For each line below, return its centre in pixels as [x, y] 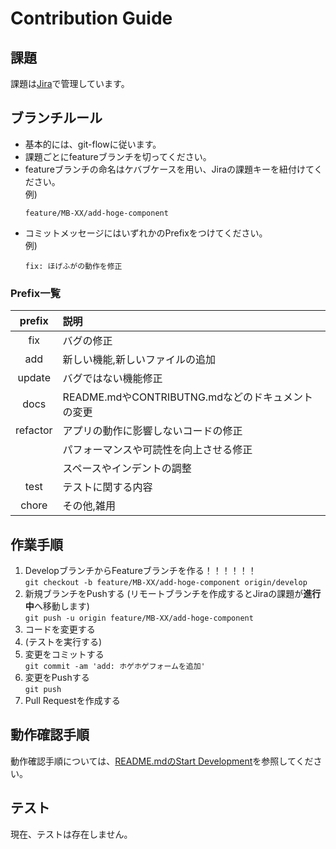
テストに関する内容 [107, 487]
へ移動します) [61, 606]
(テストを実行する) [63, 641]
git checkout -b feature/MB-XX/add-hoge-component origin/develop [166, 582]
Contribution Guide [91, 18]
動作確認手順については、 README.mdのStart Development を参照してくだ [162, 761]
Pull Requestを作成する [72, 700]
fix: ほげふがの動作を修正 [73, 266]
